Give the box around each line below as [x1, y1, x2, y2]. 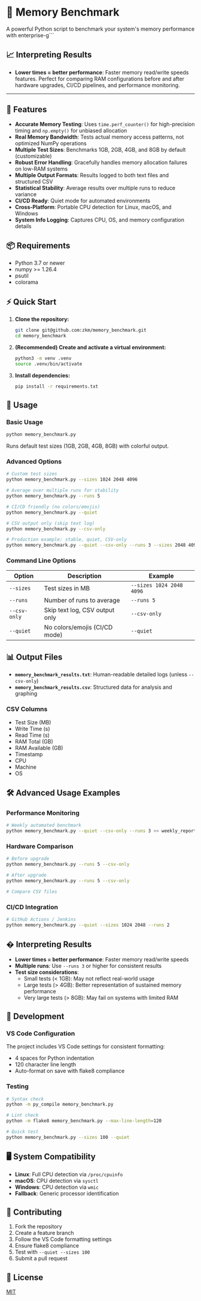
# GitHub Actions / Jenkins [6, 916, 77, 922]
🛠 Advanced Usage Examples [6, 787, 121, 798]
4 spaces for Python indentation [14, 1054, 95, 1062]
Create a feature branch [14, 1230, 74, 1237]
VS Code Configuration [6, 1029, 75, 1038]
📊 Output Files [6, 652, 63, 662]
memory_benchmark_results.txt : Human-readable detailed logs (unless [14, 671, 187, 678]
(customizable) [14, 152, 52, 160]
